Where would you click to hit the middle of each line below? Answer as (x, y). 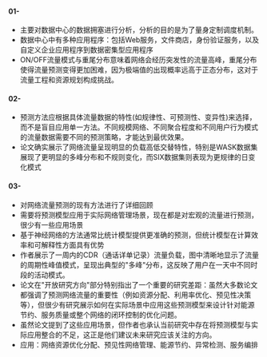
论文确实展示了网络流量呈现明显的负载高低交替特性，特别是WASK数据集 (139, 147)
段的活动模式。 (44, 275)
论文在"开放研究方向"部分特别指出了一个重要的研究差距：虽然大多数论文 (139, 284)
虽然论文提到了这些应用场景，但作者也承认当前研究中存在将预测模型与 (135, 324)
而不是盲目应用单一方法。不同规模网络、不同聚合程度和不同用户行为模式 (139, 127)
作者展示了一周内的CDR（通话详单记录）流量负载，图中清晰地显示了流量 (139, 255)
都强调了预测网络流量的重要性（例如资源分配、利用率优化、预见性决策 (135, 295)
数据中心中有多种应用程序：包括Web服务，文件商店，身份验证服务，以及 (139, 40)
